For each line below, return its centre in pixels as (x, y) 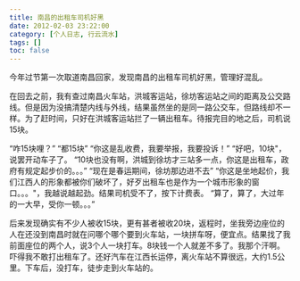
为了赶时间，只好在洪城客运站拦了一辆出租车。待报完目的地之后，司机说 (158, 119)
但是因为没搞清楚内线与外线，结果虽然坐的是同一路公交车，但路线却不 (154, 107)
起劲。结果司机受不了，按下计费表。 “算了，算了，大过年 (180, 194)
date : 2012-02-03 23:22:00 (59, 26)
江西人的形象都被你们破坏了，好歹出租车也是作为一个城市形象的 (134, 182)
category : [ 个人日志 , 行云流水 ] (64, 34)
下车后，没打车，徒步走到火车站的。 (91, 268)
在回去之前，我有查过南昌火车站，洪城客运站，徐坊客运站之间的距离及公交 (146, 96)
